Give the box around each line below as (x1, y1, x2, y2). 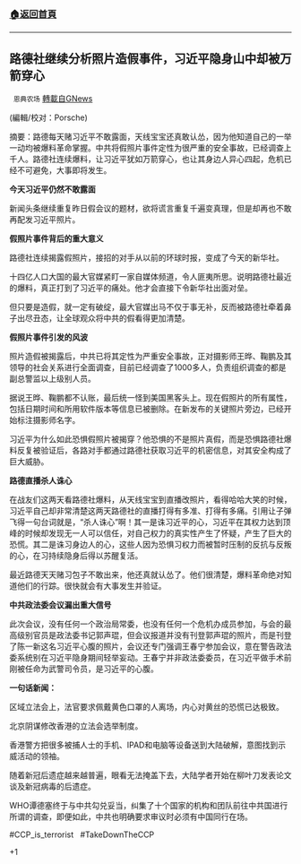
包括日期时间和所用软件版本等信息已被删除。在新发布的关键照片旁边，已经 (9, 403, 284, 414)
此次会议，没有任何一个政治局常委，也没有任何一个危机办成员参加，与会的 (9, 618, 284, 629)
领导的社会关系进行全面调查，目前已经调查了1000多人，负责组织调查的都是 (9, 362, 287, 373)
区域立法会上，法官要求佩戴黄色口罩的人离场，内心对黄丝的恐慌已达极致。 (9, 702, 284, 713)
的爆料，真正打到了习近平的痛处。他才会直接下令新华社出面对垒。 (9, 282, 253, 293)
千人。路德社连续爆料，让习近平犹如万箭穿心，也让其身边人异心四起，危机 (9, 154, 284, 165)
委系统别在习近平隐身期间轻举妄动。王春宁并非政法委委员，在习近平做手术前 (9, 652, 292, 663)
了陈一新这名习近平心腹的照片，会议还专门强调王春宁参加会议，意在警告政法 (9, 641, 292, 652)
